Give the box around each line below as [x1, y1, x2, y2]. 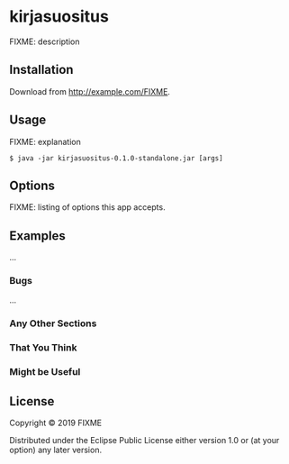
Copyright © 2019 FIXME [9, 417, 103, 429]
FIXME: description [9, 36, 80, 47]
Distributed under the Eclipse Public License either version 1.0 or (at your [9, 435, 280, 446]
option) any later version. [9, 444, 102, 456]
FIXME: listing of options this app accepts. [9, 202, 166, 213]
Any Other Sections [9, 317, 97, 330]
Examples [9, 228, 66, 243]
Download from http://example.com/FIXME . [9, 86, 171, 96]
